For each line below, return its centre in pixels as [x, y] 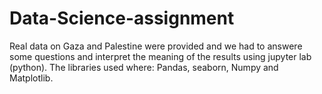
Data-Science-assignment [122, 18]
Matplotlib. [31, 78]
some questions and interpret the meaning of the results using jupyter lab [160, 56]
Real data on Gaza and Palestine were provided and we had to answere [156, 46]
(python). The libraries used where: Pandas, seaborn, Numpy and [144, 67]
